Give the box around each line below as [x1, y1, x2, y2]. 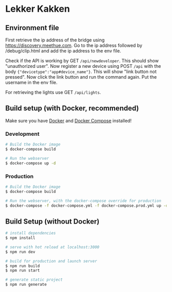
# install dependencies [5, 231, 56, 236]
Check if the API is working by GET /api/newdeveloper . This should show [5, 58, 159, 64]
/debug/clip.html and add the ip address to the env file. [5, 48, 121, 54]
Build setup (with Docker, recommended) [5, 104, 139, 113]
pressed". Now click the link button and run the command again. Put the [5, 74, 157, 80]
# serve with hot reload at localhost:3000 [5, 245, 100, 250]
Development [5, 130, 40, 137]
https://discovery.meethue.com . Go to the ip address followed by [5, 42, 142, 48]
